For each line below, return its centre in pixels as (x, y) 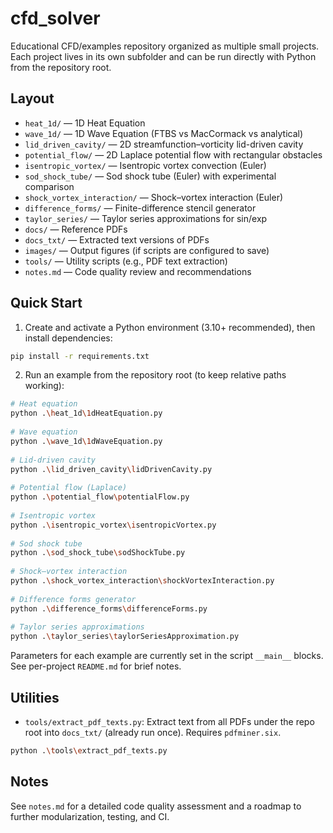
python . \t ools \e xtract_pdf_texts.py (89, 751)
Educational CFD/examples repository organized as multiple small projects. (165, 46)
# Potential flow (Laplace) (69, 488)
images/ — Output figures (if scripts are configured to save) (147, 250)
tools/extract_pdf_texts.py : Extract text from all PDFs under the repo (169, 721)
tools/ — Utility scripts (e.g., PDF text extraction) (126, 261)
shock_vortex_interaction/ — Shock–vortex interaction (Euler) (154, 197)
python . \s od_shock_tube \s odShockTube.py (98, 553)
